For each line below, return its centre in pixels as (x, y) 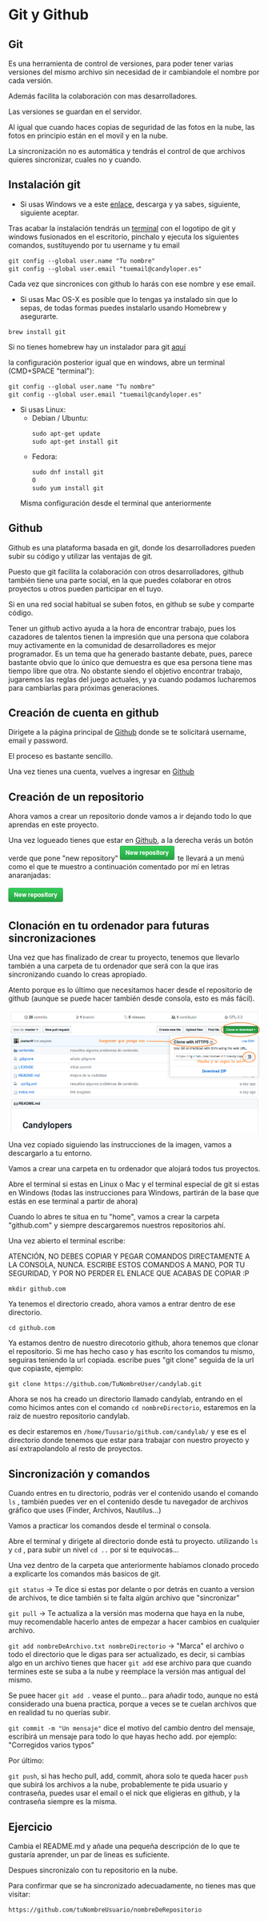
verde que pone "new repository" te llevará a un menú (126, 858)
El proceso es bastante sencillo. (61, 756)
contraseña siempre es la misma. (63, 1802)
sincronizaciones (52, 938)
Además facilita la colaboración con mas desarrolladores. (103, 96)
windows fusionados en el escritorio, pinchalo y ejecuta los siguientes (124, 236)
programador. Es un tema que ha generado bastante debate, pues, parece (130, 654)
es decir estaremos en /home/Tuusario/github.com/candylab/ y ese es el (127, 1432)
